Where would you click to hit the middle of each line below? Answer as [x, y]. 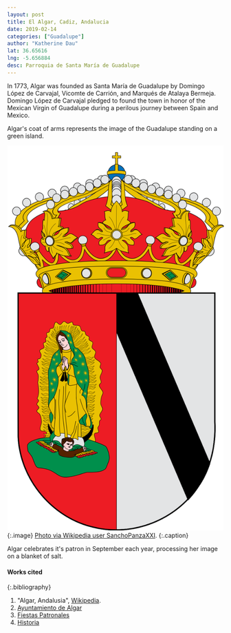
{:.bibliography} [29, 587]
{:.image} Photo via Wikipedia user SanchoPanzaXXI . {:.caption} [98, 536]
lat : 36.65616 [27, 51]
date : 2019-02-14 [32, 29]
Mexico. [18, 115]
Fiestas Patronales [43, 615]
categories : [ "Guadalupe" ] [46, 37]
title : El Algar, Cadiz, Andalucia [58, 22]
